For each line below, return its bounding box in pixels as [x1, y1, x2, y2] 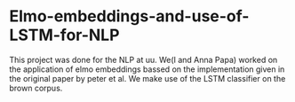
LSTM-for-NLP [9, 25, 120, 45]
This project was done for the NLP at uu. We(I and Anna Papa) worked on [9, 54, 278, 65]
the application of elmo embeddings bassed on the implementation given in [9, 64, 285, 75]
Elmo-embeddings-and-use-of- [9, 6, 250, 27]
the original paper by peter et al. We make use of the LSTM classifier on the [9, 73, 286, 83]
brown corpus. [9, 82, 63, 93]
